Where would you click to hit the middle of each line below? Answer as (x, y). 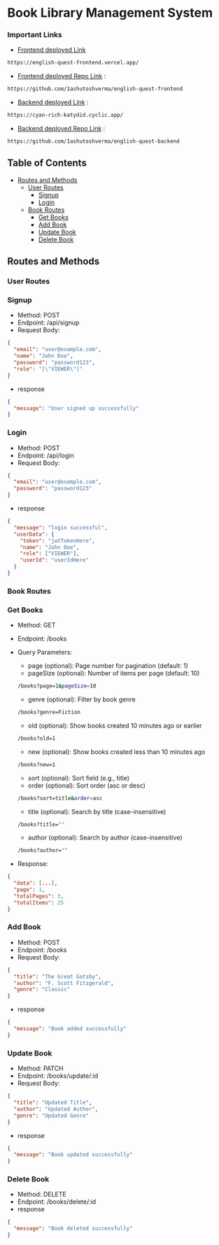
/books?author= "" (43, 851)
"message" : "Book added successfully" (70, 1029)
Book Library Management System (110, 13)
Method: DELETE (42, 1195)
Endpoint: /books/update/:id (58, 1076)
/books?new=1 (36, 764)
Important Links (35, 35)
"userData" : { (34, 534)
